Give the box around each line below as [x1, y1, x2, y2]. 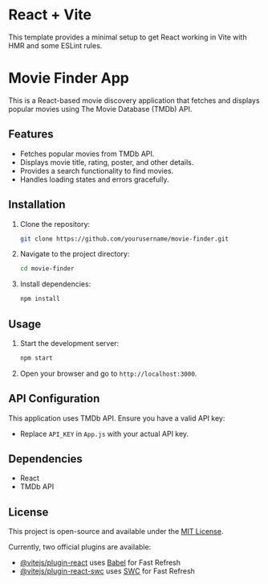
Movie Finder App [8, 69, 130, 88]
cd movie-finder [19, 265, 75, 273]
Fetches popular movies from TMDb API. [19, 149, 155, 158]
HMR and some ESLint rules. [8, 40, 103, 50]
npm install [19, 295, 60, 303]
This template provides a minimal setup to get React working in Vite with [8, 32, 247, 42]
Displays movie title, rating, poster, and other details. [19, 157, 194, 167]
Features [8, 127, 54, 142]
